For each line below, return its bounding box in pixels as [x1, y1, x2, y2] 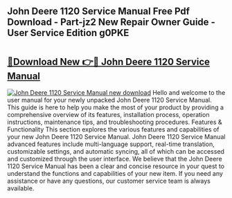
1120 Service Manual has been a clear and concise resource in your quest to [7, 162, 225, 170]
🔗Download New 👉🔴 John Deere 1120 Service [7, 55, 210, 68]
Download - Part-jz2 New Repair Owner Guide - [7, 17, 216, 28]
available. [7, 184, 35, 192]
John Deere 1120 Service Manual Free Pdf [7, 6, 190, 17]
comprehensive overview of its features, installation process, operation [7, 111, 210, 118]
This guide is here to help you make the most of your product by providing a [7, 103, 224, 111]
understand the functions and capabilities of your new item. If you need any [7, 170, 224, 177]
